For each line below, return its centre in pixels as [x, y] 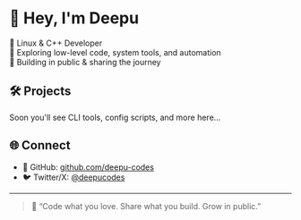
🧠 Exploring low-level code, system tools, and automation [115, 52]
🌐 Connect [40, 145]
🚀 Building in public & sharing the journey [85, 62]
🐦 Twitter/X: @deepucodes [73, 177]
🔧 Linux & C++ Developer [56, 43]
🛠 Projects [40, 92]
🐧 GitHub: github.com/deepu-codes [88, 167]
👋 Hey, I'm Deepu [74, 18]
